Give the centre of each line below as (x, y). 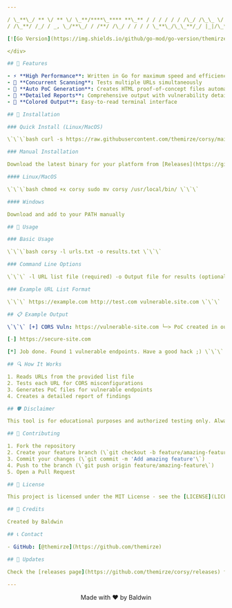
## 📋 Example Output (38, 314)
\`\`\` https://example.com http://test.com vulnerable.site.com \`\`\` (114, 302)
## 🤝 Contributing (33, 433)
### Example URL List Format (49, 289)
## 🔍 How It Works (35, 364)
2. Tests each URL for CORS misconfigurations (75, 383)
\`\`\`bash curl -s (35, 139)
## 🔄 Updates (26, 559)
